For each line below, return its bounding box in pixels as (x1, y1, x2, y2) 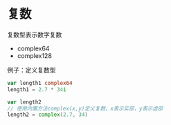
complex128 (17, 51, 52, 59)
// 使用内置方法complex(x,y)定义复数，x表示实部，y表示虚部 (7, 105, 163, 112)
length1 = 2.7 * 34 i (7, 86, 67, 93)
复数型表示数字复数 (7, 30, 62, 39)
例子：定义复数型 (7, 66, 56, 74)
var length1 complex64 (7, 79, 73, 86)
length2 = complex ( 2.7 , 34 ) (7, 111, 89, 118)
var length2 (7, 98, 42, 106)
